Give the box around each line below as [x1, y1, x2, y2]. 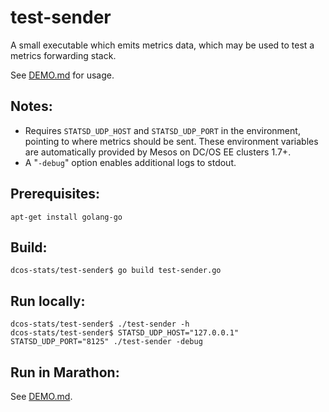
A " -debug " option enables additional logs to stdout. [24, 156, 237, 168]
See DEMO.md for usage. [10, 69, 115, 81]
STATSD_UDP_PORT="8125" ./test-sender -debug [10, 337, 203, 347]
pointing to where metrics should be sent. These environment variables [24, 135, 319, 147]
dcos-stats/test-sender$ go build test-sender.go [10, 266, 222, 276]
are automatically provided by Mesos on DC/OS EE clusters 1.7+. [24, 146, 292, 158]
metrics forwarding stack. [10, 49, 117, 61]
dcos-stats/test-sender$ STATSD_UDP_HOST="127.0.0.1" [10, 328, 240, 338]
